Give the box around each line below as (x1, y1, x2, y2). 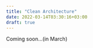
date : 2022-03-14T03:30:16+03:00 (6, 14, 88, 20)
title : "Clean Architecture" (6, 8, 77, 15)
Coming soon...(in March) (6, 36, 68, 43)
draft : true (6, 19, 35, 25)
